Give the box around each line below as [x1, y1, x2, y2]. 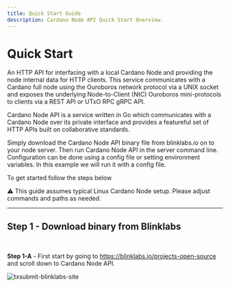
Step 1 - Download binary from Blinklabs [7, 221, 181, 232]
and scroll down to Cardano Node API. [7, 260, 115, 268]
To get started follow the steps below [7, 174, 112, 182]
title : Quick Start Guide [7, 10, 81, 17]
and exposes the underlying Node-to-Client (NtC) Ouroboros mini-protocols [7, 90, 222, 99]
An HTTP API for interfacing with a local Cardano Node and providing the [7, 68, 214, 77]
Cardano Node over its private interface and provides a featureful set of [7, 118, 209, 127]
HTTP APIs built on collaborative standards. [7, 125, 130, 134]
